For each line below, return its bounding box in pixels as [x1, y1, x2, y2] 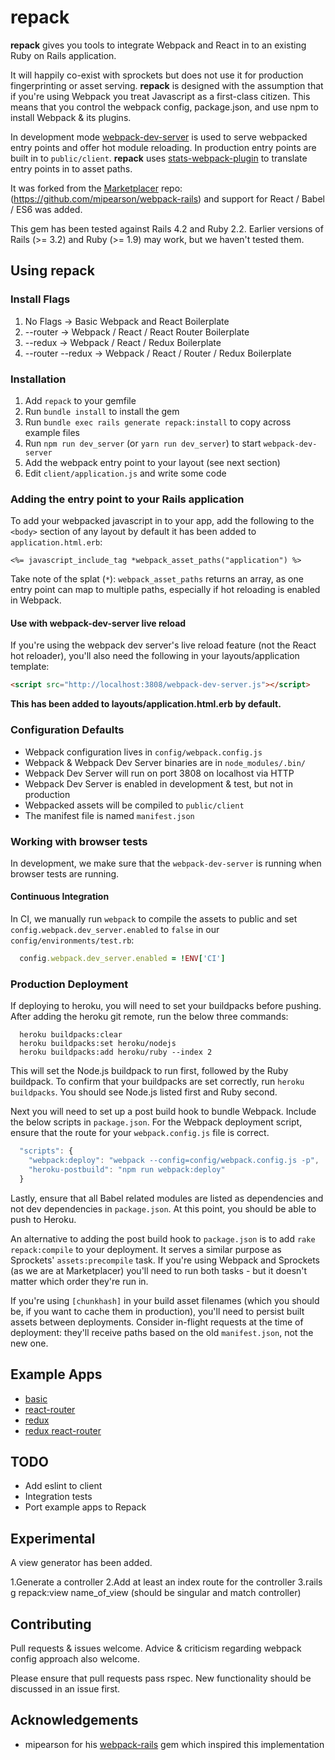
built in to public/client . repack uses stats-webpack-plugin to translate [10, 152, 308, 164]
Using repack [10, 262, 95, 280]
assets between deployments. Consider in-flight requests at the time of [10, 1316, 304, 1328]
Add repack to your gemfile [24, 394, 137, 406]
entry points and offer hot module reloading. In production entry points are [10, 141, 317, 153]
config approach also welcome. [10, 1653, 140, 1665]
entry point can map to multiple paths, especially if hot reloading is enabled [10, 584, 321, 596]
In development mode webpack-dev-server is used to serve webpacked [10, 131, 308, 143]
